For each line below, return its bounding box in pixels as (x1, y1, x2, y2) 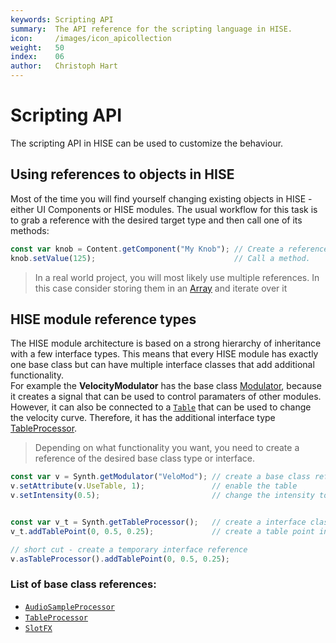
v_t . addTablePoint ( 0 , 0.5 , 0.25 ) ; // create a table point (10, 526, 315, 536)
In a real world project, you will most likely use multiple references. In (34, 271, 320, 283)
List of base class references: (10, 577, 157, 591)
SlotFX (24, 623, 53, 633)
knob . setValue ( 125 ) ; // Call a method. (10, 253, 311, 263)
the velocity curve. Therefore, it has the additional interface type (10, 412, 276, 424)
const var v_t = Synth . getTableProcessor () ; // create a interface (10, 517, 307, 527)
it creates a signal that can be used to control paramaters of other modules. (10, 391, 322, 403)
